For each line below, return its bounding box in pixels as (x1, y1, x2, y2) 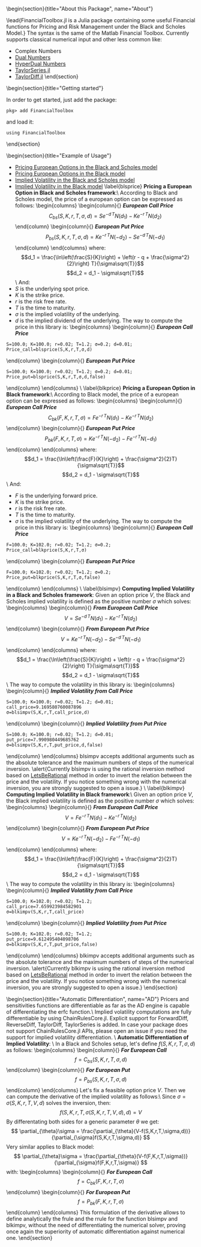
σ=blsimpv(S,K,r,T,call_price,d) (6, 709, 90, 716)
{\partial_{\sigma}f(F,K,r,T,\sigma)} (53, 1159, 140, 1166)
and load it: (6, 118, 34, 125)
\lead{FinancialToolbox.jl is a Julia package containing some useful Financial (6, 17, 196, 23)
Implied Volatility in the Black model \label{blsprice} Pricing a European (14, 183, 192, 190)
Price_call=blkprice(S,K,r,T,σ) (6, 547, 87, 553)
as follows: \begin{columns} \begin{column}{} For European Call (6, 1046, 167, 1053)
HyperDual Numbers (14, 60, 66, 67)
